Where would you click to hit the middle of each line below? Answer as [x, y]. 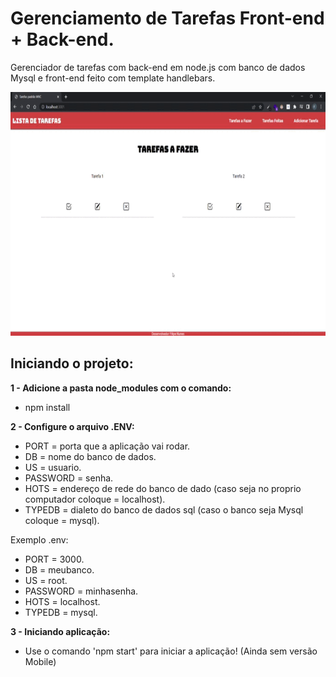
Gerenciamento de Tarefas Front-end [167, 18]
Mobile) [40, 661]
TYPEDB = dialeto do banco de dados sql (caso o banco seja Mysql [164, 509]
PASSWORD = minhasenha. [81, 591]
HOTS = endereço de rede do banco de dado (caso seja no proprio [163, 488]
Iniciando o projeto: [72, 363]
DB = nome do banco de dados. [90, 456]
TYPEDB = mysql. [61, 612]
